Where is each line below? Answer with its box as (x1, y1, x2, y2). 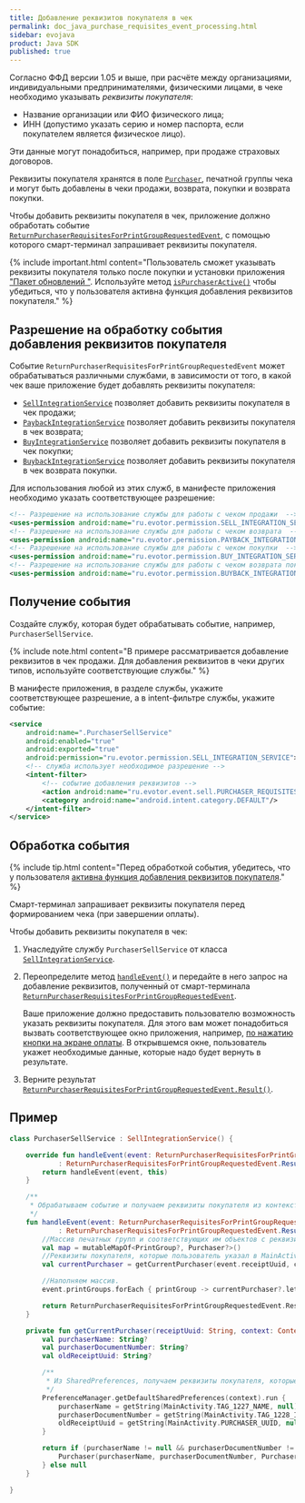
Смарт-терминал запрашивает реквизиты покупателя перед (9, 899, 245, 910)
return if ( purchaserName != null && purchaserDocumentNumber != (42, 1444, 295, 1453)
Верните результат (22, 1074, 96, 1085)
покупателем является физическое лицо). (22, 128, 186, 139)
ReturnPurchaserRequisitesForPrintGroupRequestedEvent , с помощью (9, 229, 271, 241)
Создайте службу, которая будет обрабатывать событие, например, (9, 618, 275, 629)
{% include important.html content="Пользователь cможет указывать (9, 257, 276, 268)
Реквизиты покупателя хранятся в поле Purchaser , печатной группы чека (9, 174, 293, 185)
